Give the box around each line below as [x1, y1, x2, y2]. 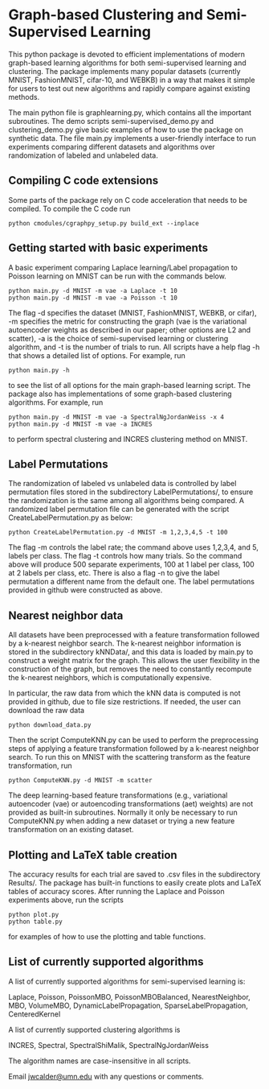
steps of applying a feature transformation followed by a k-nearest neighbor [8, 744, 259, 753]
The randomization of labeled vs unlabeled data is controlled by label [8, 479, 237, 489]
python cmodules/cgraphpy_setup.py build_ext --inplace [8, 219, 199, 227]
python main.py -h [8, 366, 70, 374]
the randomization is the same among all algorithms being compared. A [8, 496, 245, 505]
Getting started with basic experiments [8, 241, 209, 255]
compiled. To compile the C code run [8, 204, 131, 213]
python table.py [8, 918, 63, 926]
